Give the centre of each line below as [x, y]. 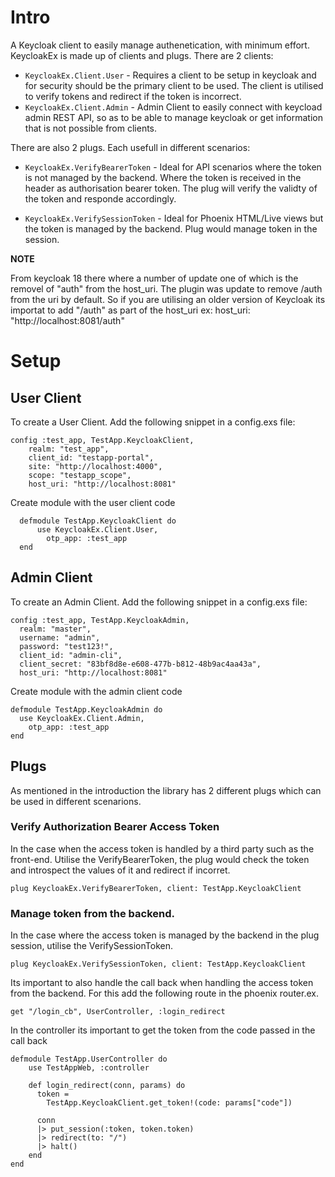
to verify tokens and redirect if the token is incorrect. [133, 96]
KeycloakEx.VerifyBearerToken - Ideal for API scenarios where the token [173, 167]
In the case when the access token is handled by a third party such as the [162, 848]
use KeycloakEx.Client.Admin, [82, 718]
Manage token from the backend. [93, 913]
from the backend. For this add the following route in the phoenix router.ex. [164, 993]
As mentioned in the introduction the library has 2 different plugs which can [166, 790]
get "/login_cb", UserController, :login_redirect [118, 1012]
